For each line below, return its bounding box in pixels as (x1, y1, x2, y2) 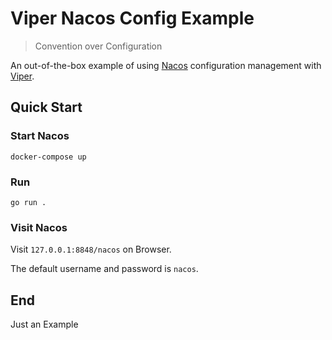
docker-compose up (10, 152, 87, 162)
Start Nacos (10, 129, 70, 143)
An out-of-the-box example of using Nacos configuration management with (10, 59, 322, 71)
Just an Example (10, 318, 79, 331)
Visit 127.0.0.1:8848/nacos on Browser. (10, 243, 172, 256)
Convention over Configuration (34, 40, 163, 52)
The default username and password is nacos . (10, 263, 199, 275)
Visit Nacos (10, 220, 68, 234)
